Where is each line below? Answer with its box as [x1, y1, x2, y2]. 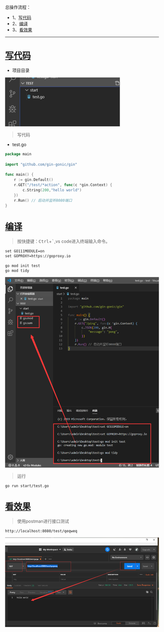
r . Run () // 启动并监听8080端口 [14, 198, 72, 203]
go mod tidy [5, 268, 29, 273]
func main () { [5, 172, 34, 177]
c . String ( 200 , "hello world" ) [22, 188, 82, 193]
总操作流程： [5, 4, 31, 10]
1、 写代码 [12, 15, 32, 21]
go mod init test [5, 263, 41, 268]
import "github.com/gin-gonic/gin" [5, 162, 78, 167]
